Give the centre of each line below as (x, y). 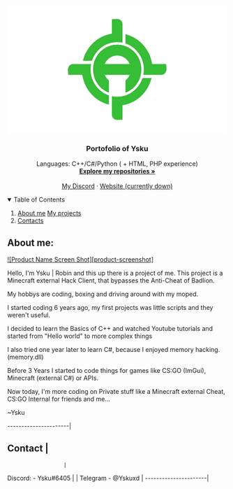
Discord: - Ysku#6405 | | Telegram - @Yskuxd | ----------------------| (108, 478)
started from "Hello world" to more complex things (80, 336)
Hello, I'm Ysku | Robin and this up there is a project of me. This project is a (115, 273)
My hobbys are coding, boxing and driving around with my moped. (103, 294)
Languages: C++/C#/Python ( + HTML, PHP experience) (117, 164)
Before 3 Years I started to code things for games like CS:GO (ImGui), (107, 371)
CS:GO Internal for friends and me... (59, 399)
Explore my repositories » (117, 171)
